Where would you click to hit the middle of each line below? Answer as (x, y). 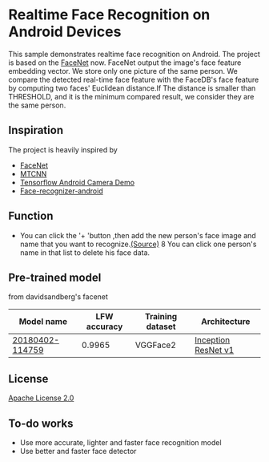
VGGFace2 (155, 345)
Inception (213, 340)
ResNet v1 (215, 351)
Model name (43, 322)
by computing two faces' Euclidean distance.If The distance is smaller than (132, 88)
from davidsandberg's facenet (58, 297)
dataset (161, 326)
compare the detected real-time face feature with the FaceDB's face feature (134, 79)
